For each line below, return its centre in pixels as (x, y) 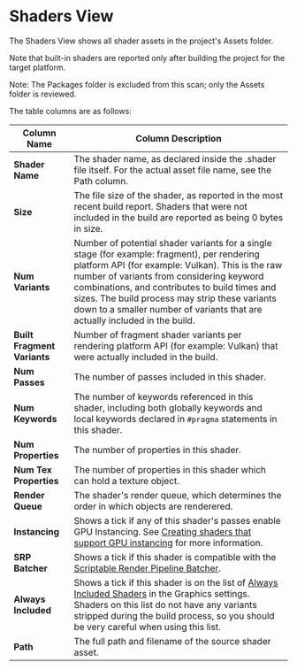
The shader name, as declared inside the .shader (175, 158)
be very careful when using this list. (147, 627)
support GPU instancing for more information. (168, 543)
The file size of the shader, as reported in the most (179, 195)
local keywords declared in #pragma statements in (175, 419)
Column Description (179, 138)
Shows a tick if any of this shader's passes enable (177, 520)
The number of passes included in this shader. (170, 376)
